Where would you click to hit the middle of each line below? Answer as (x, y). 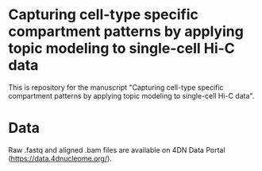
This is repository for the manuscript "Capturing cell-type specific (116, 87)
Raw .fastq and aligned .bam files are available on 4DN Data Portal (117, 150)
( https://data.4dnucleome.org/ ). (60, 158)
